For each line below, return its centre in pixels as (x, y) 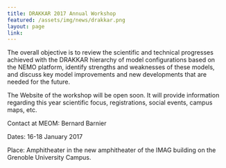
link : (15, 33)
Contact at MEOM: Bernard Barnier (57, 123)
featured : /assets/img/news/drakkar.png (67, 20)
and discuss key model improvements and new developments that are (107, 75)
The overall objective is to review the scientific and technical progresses (110, 53)
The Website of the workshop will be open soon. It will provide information (113, 95)
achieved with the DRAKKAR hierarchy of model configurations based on (111, 60)
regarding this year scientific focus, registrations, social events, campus (110, 103)
